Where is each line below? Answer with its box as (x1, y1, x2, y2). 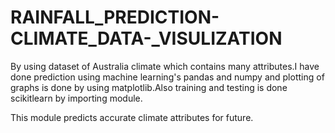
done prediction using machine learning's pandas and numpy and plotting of (10, 71, 325, 83)
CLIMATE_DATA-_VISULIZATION (10, 27, 283, 50)
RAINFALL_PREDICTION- (10, 6, 220, 29)
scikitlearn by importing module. (10, 92, 143, 104)
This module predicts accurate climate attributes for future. (10, 111, 254, 123)
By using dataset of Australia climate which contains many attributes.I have (10, 60, 320, 72)
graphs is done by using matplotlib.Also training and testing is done (10, 81, 288, 93)
